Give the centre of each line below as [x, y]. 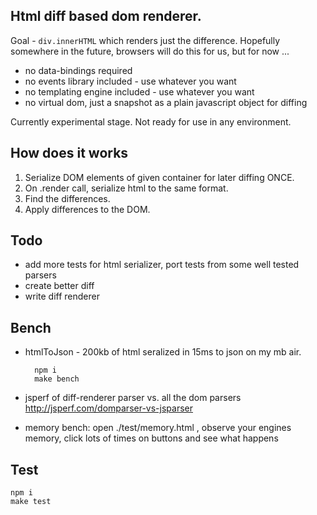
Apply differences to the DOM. [87, 209]
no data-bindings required [78, 70]
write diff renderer [62, 296]
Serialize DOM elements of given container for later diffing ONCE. [159, 177]
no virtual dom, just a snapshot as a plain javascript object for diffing [166, 102]
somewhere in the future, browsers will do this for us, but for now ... [150, 51]
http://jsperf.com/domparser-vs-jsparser [108, 408]
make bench [57, 379]
